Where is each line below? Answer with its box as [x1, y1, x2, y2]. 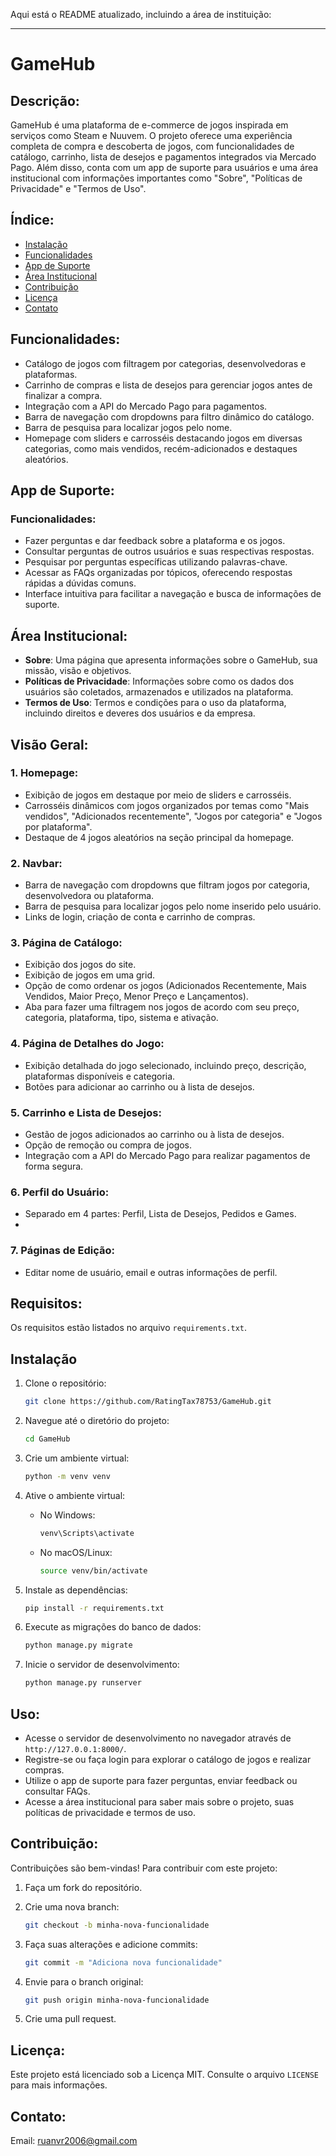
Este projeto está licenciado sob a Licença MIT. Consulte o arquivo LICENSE [10, 2069, 319, 2081]
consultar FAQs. [24, 1785, 91, 1798]
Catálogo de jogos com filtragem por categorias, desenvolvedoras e [24, 357, 307, 369]
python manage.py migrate [24, 1640, 133, 1651]
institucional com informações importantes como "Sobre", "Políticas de [10, 172, 303, 184]
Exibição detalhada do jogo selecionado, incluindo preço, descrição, [24, 1059, 307, 1071]
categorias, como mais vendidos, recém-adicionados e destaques [24, 442, 298, 454]
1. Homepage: [10, 766, 79, 780]
